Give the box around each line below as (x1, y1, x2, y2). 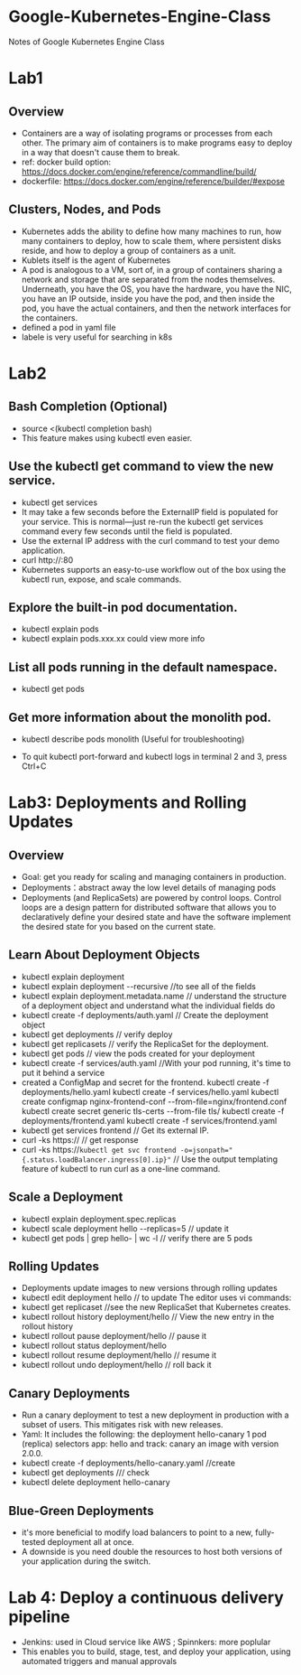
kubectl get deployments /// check (21, 1467, 150, 1478)
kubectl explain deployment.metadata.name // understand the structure (21, 990, 287, 1001)
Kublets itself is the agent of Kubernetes (21, 255, 171, 266)
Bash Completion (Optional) (8, 399, 169, 415)
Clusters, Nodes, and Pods (8, 201, 161, 218)
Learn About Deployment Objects (8, 947, 200, 963)
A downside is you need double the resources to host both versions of (21, 1547, 283, 1558)
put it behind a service (21, 1067, 105, 1078)
